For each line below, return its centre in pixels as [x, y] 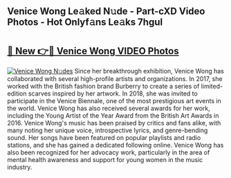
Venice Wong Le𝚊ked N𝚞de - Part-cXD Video [106, 11]
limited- [212, 86]
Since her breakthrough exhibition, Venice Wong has [149, 71]
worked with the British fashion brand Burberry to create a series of [103, 86]
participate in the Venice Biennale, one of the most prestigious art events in [114, 101]
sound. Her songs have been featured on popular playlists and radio [104, 137]
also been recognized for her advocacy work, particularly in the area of [109, 152]
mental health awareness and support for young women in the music [105, 160]
